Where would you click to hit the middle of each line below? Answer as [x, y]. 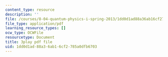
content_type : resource [30, 10]
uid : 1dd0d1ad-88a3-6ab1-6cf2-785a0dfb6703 [51, 47]
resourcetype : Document [30, 38]
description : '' [22, 14]
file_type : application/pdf [34, 24]
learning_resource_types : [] [35, 28]
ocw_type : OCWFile [24, 33]
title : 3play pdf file [29, 42]
